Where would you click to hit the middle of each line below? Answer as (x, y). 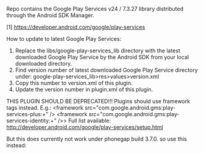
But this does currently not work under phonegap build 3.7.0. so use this (97, 139)
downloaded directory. (44, 64)
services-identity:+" (31, 121)
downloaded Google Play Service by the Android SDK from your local (102, 57)
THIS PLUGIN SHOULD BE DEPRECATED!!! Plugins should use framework (98, 101)
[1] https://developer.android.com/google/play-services (76, 27)
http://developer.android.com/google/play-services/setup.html (85, 127)
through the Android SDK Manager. (50, 15)
